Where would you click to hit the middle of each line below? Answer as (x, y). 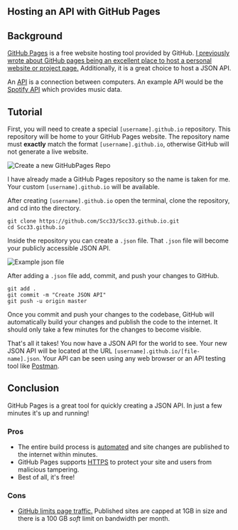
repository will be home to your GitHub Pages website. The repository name (118, 137)
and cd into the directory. (44, 208)
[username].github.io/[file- (157, 351)
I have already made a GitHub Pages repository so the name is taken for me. (119, 179)
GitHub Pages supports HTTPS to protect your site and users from (114, 462)
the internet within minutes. (58, 455)
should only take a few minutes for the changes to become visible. (104, 329)
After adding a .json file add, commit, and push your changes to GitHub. (113, 276)
